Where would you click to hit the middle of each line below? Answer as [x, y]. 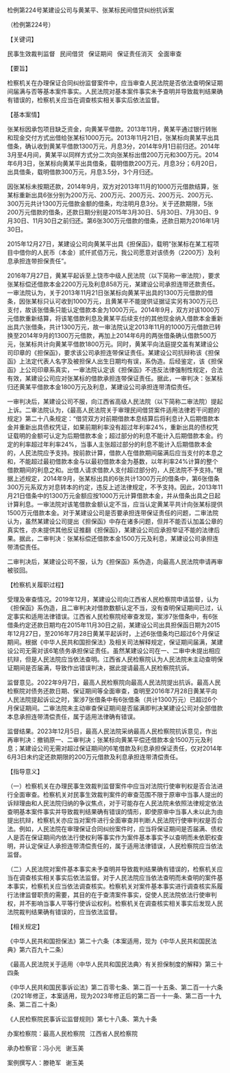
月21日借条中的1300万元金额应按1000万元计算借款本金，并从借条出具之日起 [114, 496]
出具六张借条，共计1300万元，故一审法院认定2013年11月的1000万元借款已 [111, 327]
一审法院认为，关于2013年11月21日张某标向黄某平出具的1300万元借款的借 [110, 293]
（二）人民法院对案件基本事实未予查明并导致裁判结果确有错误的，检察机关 [112, 869]
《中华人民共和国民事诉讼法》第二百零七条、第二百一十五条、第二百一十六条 [115, 987]
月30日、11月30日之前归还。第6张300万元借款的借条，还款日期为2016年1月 [114, 221]
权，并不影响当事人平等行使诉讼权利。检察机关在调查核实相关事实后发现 [109, 903]
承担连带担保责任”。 [41, 261]
